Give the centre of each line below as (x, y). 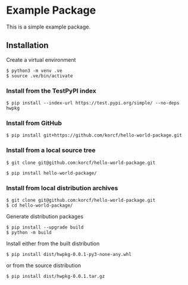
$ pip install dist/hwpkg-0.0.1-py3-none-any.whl (69, 254)
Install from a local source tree (51, 150)
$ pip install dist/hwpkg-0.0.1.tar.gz (56, 276)
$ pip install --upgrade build (45, 227)
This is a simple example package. (48, 27)
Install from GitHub (34, 123)
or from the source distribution (44, 265)
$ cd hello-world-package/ (40, 205)
